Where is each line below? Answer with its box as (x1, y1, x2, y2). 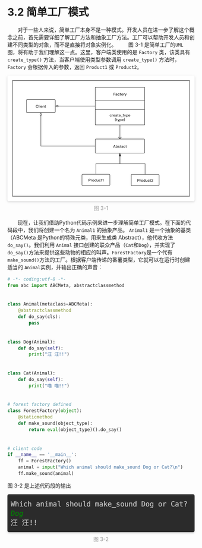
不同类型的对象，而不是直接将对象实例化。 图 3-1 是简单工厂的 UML (12, 41, 184, 48)
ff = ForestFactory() (18, 458, 71, 464)
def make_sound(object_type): (18, 420, 93, 426)
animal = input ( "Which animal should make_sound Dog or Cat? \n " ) (18, 464, 184, 470)
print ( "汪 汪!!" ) (29, 351, 70, 357)
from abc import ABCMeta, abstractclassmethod (7, 282, 125, 288)
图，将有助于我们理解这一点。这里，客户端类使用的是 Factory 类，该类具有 (7, 48, 190, 55)
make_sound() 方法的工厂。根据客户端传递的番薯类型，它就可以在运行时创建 (7, 256, 190, 263)
